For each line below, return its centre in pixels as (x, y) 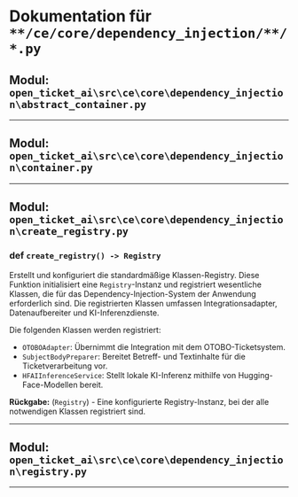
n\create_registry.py (69, 232)
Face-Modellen (50, 384)
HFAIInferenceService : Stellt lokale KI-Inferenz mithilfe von (129, 375)
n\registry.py (48, 471)
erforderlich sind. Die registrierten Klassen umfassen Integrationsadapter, (143, 303)
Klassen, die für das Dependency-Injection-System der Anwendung (133, 293)
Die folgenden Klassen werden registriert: (85, 330)
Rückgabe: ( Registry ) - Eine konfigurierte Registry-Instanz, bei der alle (139, 401)
